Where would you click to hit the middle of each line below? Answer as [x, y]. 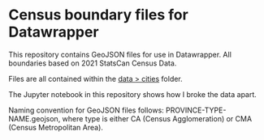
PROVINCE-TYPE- [196, 110]
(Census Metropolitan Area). [56, 127]
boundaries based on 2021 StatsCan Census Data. [93, 63]
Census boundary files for [98, 15]
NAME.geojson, [35, 118]
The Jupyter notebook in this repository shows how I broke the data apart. [133, 94]
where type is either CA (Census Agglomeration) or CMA [157, 118]
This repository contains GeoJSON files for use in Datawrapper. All [120, 54]
